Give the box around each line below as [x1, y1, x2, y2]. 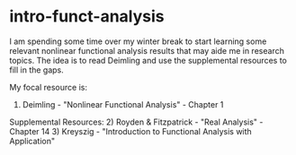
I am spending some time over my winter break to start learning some [9, 36, 267, 47]
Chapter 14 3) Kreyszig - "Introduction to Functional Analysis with [9, 125, 252, 136]
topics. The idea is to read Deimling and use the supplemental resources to [9, 55, 288, 65]
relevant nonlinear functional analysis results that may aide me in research [9, 45, 285, 56]
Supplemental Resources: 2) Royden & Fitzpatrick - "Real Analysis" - [9, 116, 264, 127]
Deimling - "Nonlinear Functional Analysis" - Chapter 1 [22, 99, 224, 109]
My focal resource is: [9, 82, 88, 92]
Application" [9, 135, 56, 146]
